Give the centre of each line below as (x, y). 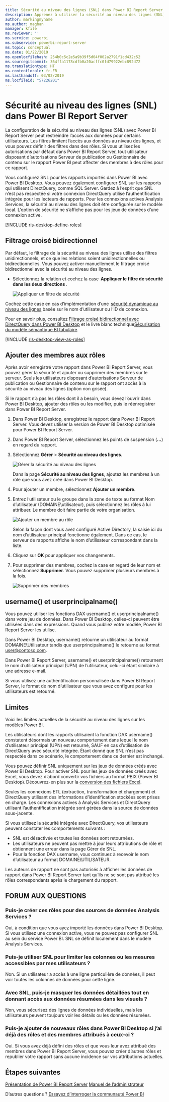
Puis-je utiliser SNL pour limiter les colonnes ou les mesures (80, 957)
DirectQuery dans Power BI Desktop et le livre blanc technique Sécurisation (83, 324)
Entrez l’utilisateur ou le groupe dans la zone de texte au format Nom (83, 499)
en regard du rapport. (35, 445)
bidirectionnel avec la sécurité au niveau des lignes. (59, 269)
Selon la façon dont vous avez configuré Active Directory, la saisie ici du (87, 530)
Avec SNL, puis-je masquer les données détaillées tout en (77, 992)
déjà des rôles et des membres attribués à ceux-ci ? (70, 1035)
